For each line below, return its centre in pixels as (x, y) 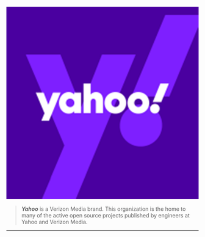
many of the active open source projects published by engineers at (106, 215)
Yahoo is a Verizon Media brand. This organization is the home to (103, 209)
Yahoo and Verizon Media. (54, 222)
